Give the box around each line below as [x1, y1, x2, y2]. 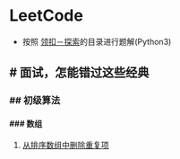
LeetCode [9, 5, 83, 26]
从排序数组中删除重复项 [21, 140, 109, 151]
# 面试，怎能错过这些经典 [9, 65, 150, 81]
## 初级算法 [9, 94, 61, 107]
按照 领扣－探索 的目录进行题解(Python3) [21, 36, 172, 47]
